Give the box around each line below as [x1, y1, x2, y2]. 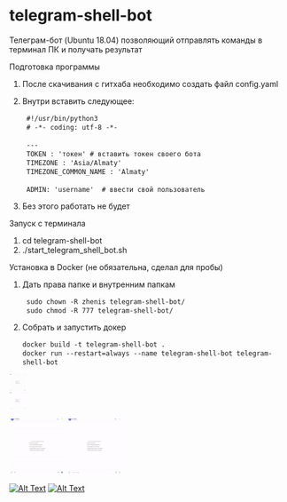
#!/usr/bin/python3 [26, 114, 98, 123]
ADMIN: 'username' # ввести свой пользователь [26, 185, 206, 194]
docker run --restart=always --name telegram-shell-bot [21, 348, 233, 358]
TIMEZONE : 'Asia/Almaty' [26, 158, 122, 167]
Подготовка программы [9, 61, 100, 72]
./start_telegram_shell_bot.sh [21, 244, 128, 255]
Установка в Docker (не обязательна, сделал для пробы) [9, 261, 223, 272]
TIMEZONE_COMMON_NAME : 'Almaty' [26, 167, 150, 176]
